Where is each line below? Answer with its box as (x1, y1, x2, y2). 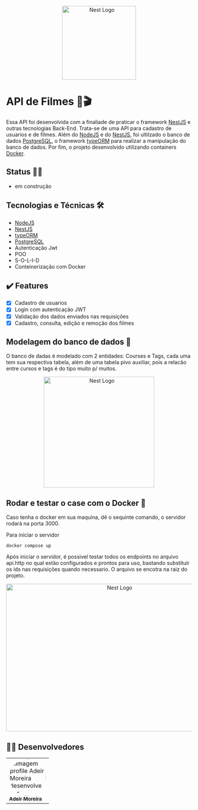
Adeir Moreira (9, 796, 42, 802)
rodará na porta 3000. (6, 520, 60, 527)
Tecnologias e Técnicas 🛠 (6, 201, 104, 211)
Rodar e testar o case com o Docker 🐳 (6, 498, 146, 508)
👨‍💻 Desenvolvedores (6, 742, 84, 752)
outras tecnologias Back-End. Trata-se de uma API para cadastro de (6, 125, 172, 132)
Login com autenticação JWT (14, 306, 87, 313)
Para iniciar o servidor (6, 531, 60, 538)
